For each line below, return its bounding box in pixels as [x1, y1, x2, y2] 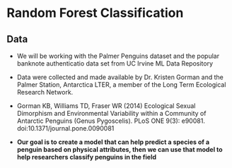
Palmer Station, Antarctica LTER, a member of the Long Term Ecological [16, 80, 226, 89]
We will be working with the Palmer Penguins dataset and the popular [16, 52, 220, 60]
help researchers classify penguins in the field [16, 153, 157, 161]
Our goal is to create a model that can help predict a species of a [16, 138, 210, 146]
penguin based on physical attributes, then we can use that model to [16, 145, 224, 153]
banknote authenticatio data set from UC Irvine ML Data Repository [16, 59, 214, 68]
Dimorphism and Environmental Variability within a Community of [16, 109, 207, 117]
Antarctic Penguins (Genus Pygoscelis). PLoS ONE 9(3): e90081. [16, 116, 206, 125]
